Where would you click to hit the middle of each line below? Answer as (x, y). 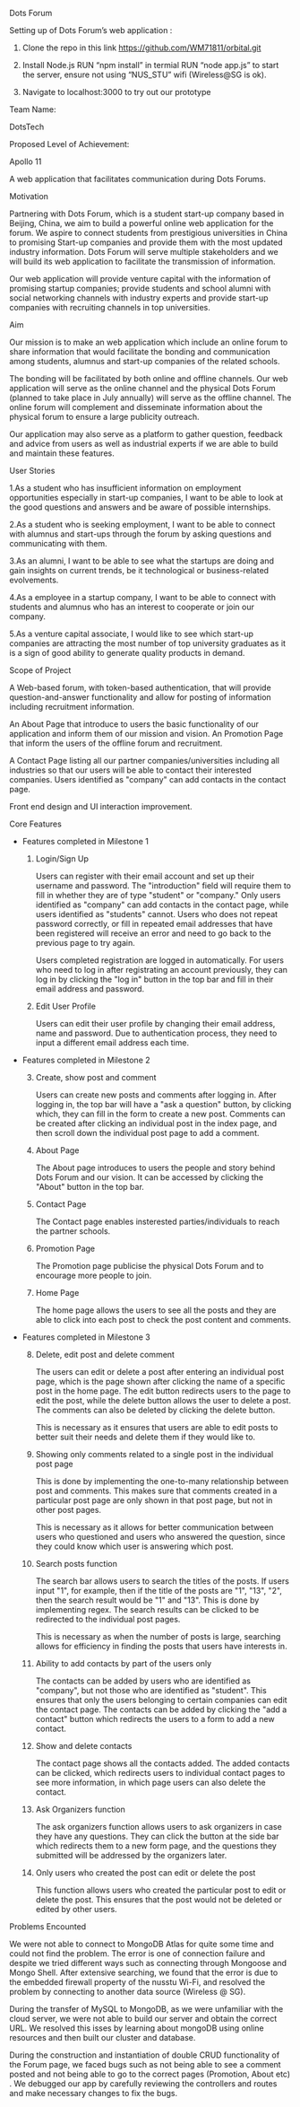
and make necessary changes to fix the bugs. (93, 2093)
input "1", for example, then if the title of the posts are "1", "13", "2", (159, 1591)
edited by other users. (77, 1909)
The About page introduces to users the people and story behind (155, 1167)
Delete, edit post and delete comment (105, 1355)
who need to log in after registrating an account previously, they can (162, 970)
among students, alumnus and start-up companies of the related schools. (145, 361)
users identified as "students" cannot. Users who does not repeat (157, 914)
